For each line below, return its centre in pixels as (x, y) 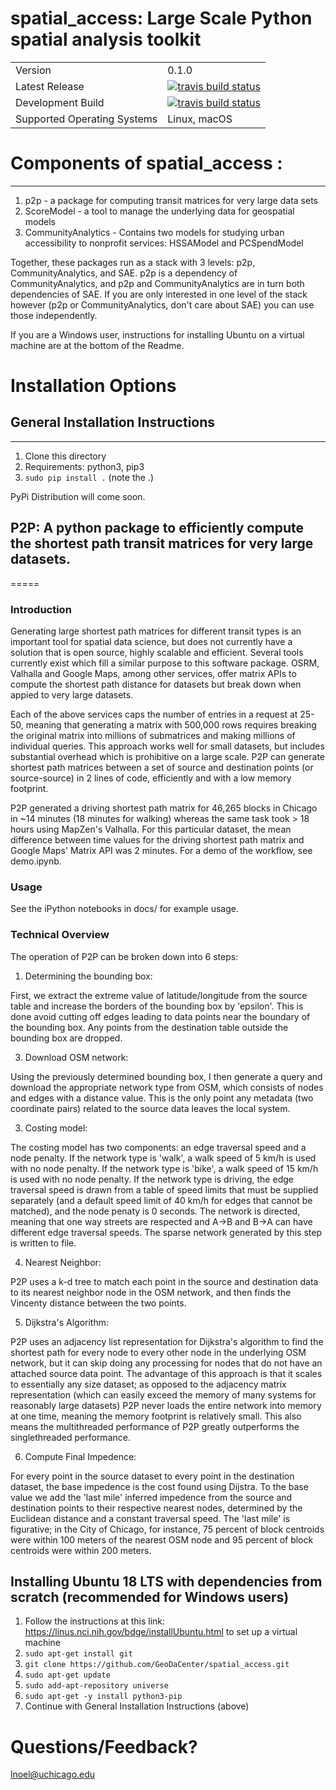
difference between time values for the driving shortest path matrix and (157, 839)
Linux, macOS (200, 119)
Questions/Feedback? (104, 1746)
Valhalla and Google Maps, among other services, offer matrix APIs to (153, 673)
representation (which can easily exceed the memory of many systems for (163, 1394)
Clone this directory (65, 456)
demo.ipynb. (36, 861)
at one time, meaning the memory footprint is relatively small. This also (156, 1416)
